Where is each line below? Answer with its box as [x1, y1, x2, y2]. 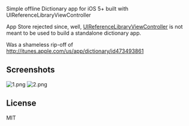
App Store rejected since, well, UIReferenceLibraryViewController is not [6, 23, 183, 30]
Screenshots [6, 65, 55, 75]
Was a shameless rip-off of [6, 41, 73, 48]
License [6, 98, 37, 109]
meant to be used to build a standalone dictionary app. [6, 29, 142, 37]
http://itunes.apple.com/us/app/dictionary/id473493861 [6, 47, 144, 55]
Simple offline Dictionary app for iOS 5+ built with [6, 5, 129, 12]
